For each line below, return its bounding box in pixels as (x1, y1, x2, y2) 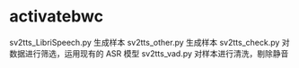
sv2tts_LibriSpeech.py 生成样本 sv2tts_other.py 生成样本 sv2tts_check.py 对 (9, 37, 290, 47)
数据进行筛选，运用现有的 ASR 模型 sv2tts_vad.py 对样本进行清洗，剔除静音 (9, 47, 289, 59)
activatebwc (9, 6, 104, 27)
